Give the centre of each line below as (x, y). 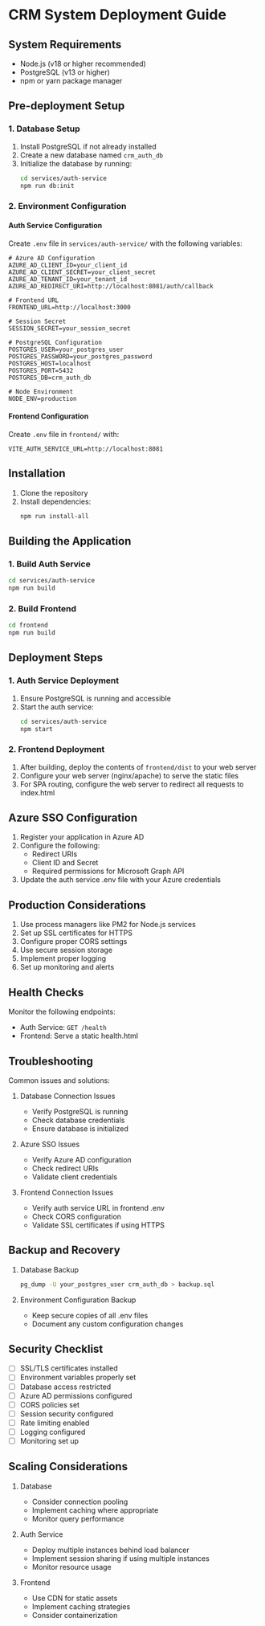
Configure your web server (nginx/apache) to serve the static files (129, 775)
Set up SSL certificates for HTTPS (76, 933)
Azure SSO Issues (50, 1144)
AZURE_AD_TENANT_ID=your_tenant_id (68, 279)
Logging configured (53, 1432)
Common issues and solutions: (59, 1080)
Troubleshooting (51, 1061)
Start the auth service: (57, 707)
